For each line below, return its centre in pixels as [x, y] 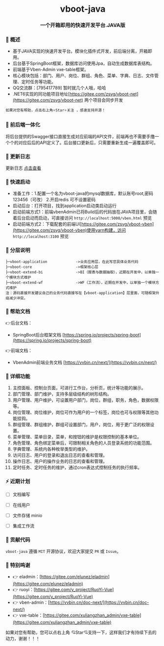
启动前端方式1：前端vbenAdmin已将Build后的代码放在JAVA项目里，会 [83, 212]
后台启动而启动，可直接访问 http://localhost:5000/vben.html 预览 [84, 218]
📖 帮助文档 [18, 311]
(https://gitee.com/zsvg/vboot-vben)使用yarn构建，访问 [69, 230]
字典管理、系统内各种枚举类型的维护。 [51, 449]
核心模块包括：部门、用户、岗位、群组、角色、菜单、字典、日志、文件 [83, 76]
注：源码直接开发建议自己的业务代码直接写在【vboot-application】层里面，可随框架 [81, 293]
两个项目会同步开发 [104, 100]
